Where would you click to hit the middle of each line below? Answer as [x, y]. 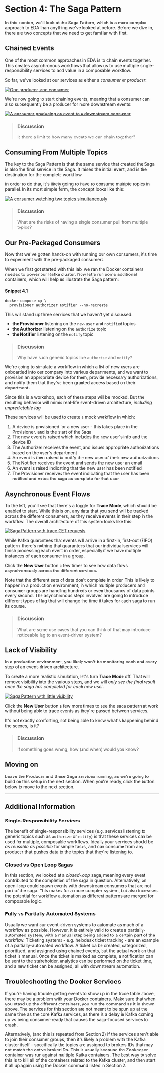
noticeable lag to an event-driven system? [59, 635]
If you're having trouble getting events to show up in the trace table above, [80, 993]
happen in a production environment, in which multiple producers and [75, 585]
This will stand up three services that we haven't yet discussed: [69, 315]
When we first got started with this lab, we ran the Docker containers [74, 269]
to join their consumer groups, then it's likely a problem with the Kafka [76, 1039]
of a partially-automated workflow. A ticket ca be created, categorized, [76, 945]
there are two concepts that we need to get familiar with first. [67, 33]
